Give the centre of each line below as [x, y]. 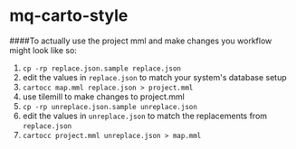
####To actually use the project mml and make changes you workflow [141, 41]
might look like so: [43, 50]
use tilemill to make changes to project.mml [104, 97]
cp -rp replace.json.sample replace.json [101, 69]
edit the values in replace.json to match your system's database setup [154, 77]
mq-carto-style [69, 16]
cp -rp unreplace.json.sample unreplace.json [110, 107]
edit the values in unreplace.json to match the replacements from [145, 116]
